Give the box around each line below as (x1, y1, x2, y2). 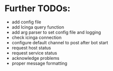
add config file (11, 19, 41, 25)
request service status (11, 50, 57, 56)
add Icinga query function (11, 24, 64, 30)
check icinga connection (11, 35, 62, 40)
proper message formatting (11, 60, 67, 66)
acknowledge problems (11, 55, 59, 61)
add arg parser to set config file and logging (11, 29, 101, 35)
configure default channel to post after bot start (11, 39, 109, 45)
